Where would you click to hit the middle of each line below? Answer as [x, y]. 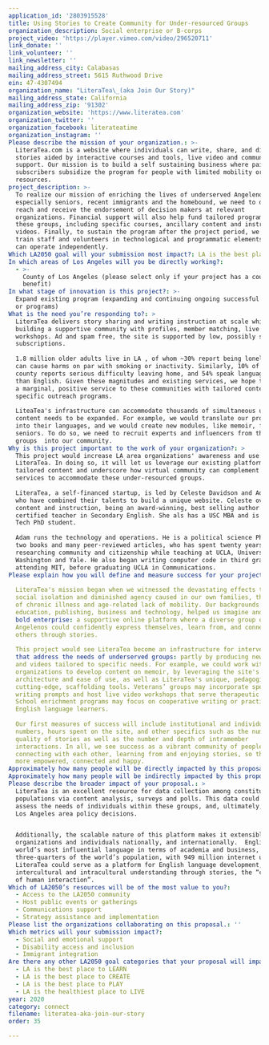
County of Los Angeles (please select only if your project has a [136, 277]
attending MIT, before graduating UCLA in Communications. [116, 567]
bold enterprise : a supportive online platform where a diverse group [136, 620]
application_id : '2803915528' [59, 16]
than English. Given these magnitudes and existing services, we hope [136, 381]
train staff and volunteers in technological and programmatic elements [139, 240]
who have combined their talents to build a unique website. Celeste [134, 500]
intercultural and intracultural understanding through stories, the [134, 872]
